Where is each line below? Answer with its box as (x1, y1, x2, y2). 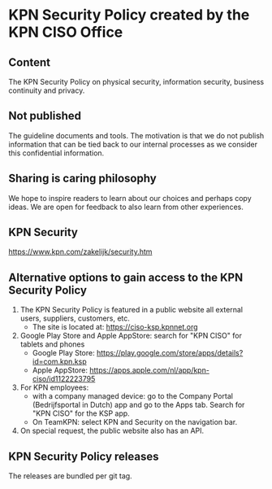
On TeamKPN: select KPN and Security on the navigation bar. (32, 417, 238, 427)
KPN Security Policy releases (8, 449, 159, 463)
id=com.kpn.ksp (32, 356, 87, 367)
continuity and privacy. (8, 85, 85, 95)
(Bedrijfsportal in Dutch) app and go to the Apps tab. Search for (32, 400, 245, 410)
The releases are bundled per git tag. (8, 471, 132, 481)
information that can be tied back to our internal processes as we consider (8, 139, 258, 149)
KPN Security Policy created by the (8, 6, 250, 24)
